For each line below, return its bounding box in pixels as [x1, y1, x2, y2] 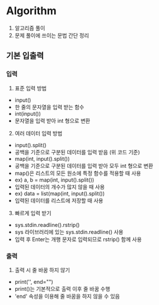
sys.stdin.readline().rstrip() [14, 221, 80, 228]
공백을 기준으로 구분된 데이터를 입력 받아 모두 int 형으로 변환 [14, 162, 154, 169]
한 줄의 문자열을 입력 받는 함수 [14, 103, 85, 111]
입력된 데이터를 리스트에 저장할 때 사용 [14, 197, 103, 204]
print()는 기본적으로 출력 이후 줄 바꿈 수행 [14, 285, 111, 292]
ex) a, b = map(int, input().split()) [14, 176, 95, 183]
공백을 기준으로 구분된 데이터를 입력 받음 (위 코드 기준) [14, 148, 140, 155]
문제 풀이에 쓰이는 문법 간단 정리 [14, 31, 89, 39]
